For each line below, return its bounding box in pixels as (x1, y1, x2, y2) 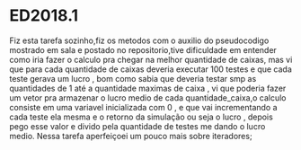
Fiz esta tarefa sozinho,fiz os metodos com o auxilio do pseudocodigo (9, 35, 270, 46)
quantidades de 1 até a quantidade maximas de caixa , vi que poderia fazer (9, 83, 287, 93)
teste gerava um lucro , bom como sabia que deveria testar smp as (9, 73, 257, 84)
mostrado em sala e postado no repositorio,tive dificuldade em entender (9, 44, 277, 55)
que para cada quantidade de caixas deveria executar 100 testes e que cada (9, 64, 292, 75)
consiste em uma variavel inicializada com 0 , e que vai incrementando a (9, 101, 278, 112)
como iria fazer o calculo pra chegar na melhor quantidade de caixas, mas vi (9, 54, 293, 65)
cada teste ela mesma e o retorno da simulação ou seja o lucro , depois (9, 111, 274, 122)
